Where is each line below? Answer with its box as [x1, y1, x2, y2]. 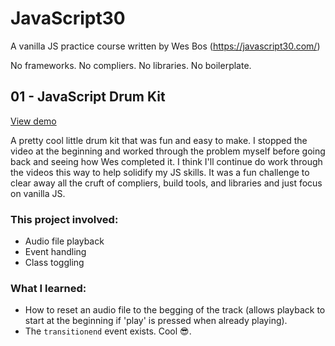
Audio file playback [24, 235, 105, 247]
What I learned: [10, 281, 87, 295]
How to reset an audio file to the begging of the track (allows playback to [24, 304, 326, 316]
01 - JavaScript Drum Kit [10, 88, 166, 106]
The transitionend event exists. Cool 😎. [24, 325, 192, 337]
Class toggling [24, 257, 85, 269]
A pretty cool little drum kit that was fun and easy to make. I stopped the [10, 134, 308, 146]
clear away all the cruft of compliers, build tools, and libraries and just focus [10, 177, 323, 189]
